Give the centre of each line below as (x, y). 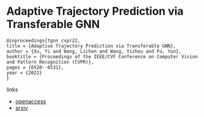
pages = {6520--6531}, (35, 67)
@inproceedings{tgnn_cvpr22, (43, 40)
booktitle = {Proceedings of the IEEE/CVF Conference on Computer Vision (102, 56)
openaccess (31, 101)
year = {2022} (24, 73)
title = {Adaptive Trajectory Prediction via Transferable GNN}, (91, 46)
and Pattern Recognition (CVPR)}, (50, 62)
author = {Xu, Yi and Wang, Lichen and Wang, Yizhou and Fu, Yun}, (94, 51)
